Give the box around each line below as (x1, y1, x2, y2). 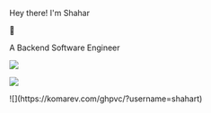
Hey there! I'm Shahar (9, 8, 90, 18)
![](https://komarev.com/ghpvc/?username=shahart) (9, 93, 203, 104)
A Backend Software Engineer (9, 42, 120, 53)
